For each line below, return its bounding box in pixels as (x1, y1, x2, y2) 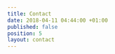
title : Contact (7, 10, 52, 18)
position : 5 (7, 29, 42, 37)
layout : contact (7, 36, 55, 43)
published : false (7, 23, 58, 30)
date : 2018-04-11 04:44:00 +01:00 (7, 17, 109, 24)
